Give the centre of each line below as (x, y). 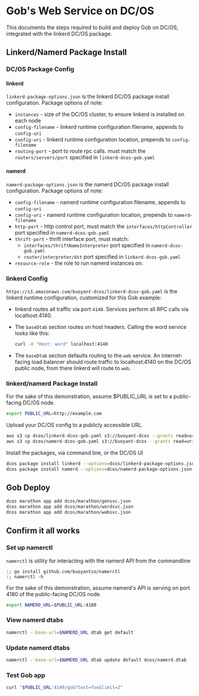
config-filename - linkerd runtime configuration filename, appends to (99, 127)
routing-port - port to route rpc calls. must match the (80, 151)
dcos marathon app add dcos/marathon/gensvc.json (69, 501)
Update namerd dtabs (38, 647)
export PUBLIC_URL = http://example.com (54, 414)
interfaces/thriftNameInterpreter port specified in (87, 245)
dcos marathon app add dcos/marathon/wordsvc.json (70, 507)
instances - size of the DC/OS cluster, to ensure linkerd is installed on (99, 115)
